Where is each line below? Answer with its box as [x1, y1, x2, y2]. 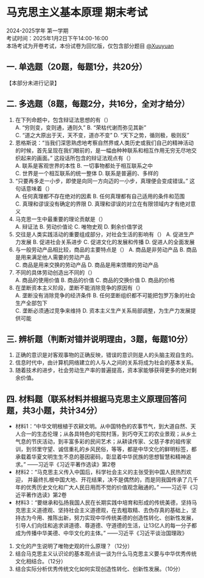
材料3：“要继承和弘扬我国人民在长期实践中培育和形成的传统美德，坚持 [15, 499, 192, 507]
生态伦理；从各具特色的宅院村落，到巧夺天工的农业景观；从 [36, 430, 186, 438]
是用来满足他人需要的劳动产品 [15, 253, 90, 261]
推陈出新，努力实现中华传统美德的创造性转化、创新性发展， [47, 514, 197, 522]
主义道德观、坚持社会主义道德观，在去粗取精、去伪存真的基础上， [26, 507, 192, 514]
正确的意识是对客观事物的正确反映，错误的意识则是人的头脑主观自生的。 [15, 352, 197, 359]
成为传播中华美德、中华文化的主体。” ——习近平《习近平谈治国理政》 [15, 529, 188, 537]
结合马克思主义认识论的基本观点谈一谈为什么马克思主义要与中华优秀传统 [15, 550, 197, 557]
